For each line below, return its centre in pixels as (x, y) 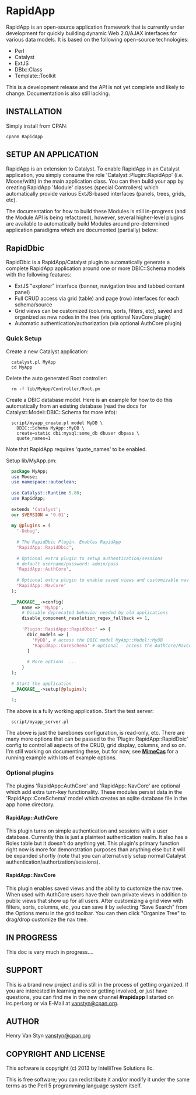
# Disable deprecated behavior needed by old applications (94, 613)
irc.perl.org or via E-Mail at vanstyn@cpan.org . (62, 1003)
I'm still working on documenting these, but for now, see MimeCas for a (92, 752)
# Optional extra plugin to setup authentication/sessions (90, 558)
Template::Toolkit (35, 76)
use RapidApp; (28, 499)
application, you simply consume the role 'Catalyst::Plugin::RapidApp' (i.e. (95, 175)
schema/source (33, 305)
